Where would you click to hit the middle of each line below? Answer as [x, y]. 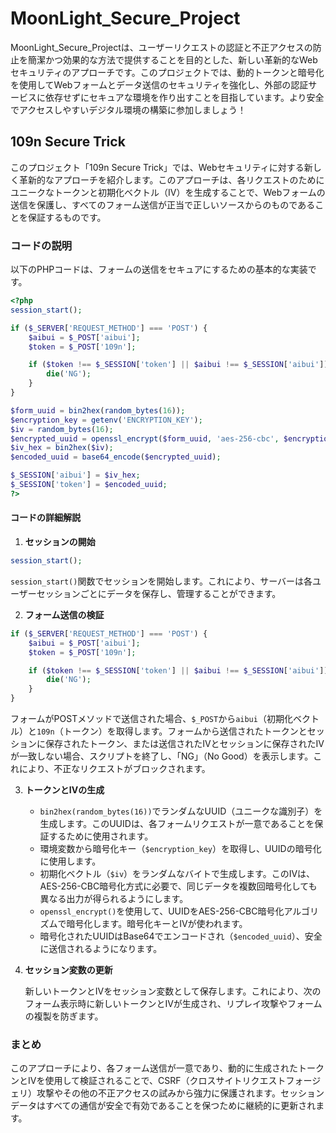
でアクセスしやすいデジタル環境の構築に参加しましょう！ [128, 109]
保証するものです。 [67, 217]
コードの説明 [41, 245]
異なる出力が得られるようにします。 [114, 898]
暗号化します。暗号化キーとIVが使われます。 [157, 923]
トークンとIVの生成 [64, 790]
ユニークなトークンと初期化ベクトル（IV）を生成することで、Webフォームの [168, 192]
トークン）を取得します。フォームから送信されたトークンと [185, 731]
